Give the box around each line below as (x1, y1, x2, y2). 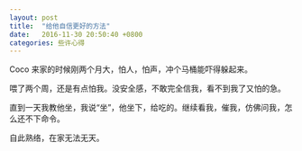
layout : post (9, 13, 59, 22)
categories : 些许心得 (9, 38, 86, 48)
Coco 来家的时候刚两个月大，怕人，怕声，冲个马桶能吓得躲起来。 (9, 64, 252, 75)
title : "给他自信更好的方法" (9, 22, 111, 31)
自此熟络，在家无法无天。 (9, 132, 105, 144)
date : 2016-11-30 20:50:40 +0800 (9, 30, 143, 39)
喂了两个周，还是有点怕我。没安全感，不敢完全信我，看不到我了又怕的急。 (9, 83, 286, 94)
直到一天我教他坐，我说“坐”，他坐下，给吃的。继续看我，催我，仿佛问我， (9, 102, 286, 113)
